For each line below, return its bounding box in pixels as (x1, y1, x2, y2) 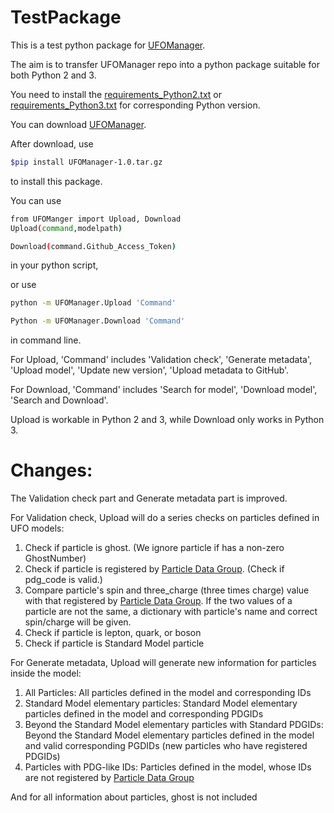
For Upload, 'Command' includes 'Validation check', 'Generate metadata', (10, 354, 313, 366)
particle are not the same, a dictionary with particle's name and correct (24, 606, 318, 618)
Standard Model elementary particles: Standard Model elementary (24, 697, 298, 710)
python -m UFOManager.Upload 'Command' (10, 298, 177, 308)
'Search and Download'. (10, 394, 109, 406)
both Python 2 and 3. (10, 69, 97, 81)
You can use (10, 194, 62, 206)
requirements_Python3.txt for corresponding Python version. (10, 99, 261, 111)
